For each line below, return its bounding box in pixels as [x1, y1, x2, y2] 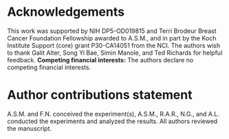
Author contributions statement [7, 87, 193, 103]
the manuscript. [7, 124, 52, 132]
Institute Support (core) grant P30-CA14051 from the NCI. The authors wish [7, 41, 221, 49]
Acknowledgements [7, 4, 125, 20]
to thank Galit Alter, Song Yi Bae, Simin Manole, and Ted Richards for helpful [7, 49, 223, 57]
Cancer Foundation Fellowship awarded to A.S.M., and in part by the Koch [7, 34, 217, 42]
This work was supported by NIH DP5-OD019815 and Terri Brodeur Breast [7, 27, 217, 35]
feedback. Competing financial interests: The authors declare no [7, 55, 194, 64]
